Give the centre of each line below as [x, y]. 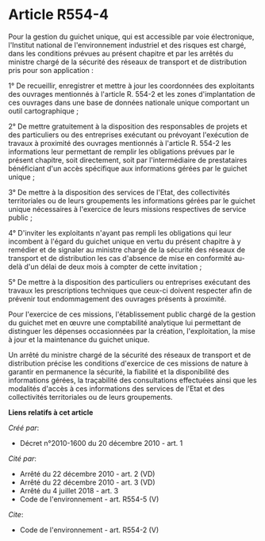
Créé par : [24, 428]
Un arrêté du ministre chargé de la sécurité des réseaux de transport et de [130, 355]
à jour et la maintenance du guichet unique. [79, 340]
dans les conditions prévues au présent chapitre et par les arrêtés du [121, 53]
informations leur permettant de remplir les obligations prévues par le [122, 152]
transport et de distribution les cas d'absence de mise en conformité [120, 258]
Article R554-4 [59, 15]
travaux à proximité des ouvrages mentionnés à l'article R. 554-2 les [120, 143]
